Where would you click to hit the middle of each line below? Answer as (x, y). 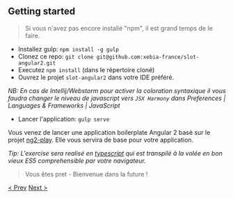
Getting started (42, 11)
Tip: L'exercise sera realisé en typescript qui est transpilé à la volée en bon (115, 153)
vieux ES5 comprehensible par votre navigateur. (77, 160)
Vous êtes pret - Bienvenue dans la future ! (86, 174)
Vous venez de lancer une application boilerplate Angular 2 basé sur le (109, 132)
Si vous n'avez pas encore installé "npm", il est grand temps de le (119, 28)
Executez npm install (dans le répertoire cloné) (86, 69)
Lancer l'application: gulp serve (64, 119)
